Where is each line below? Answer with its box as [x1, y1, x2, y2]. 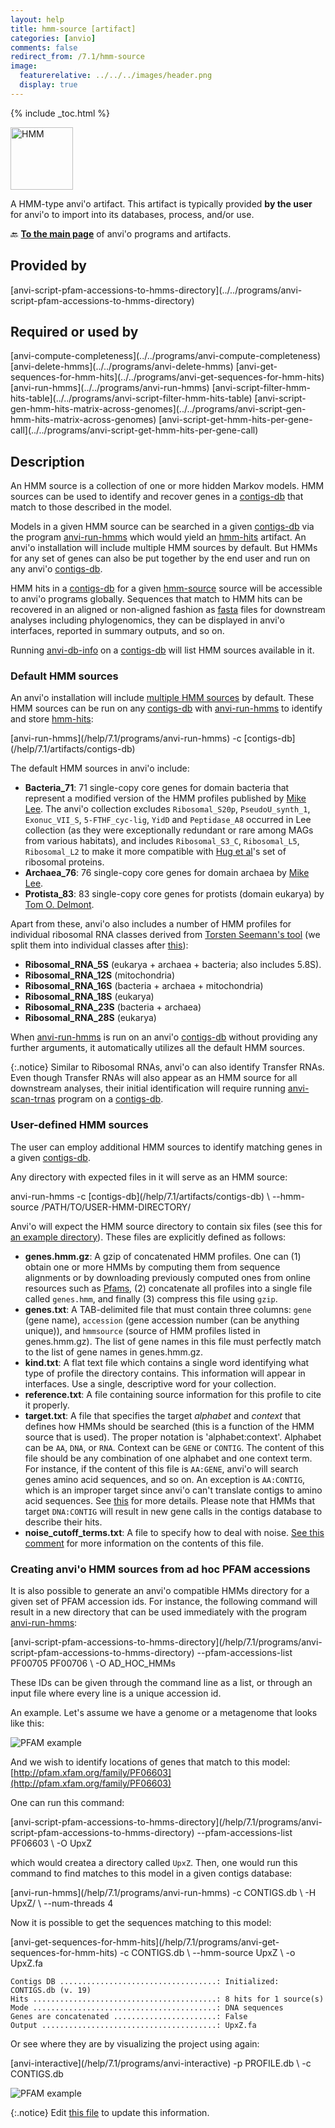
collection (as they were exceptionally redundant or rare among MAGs [24, 824, 314, 836]
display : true [19, 80, 78, 90]
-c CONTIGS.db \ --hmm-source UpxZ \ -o [119, 1947, 296, 1959]
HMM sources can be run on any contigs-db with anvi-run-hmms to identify [10, 702, 323, 715]
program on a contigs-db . [57, 1093, 164, 1105]
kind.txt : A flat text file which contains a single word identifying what [24, 1356, 310, 1368]
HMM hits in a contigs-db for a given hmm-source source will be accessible [10, 582, 323, 595]
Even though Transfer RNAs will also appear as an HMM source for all [10, 1072, 298, 1084]
